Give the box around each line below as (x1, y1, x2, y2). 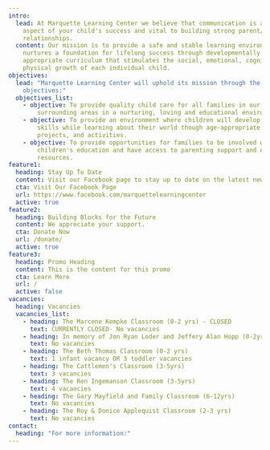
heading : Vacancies (15, 302, 81, 310)
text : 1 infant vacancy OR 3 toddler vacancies (29, 355, 193, 363)
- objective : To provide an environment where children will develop (22, 116, 261, 124)
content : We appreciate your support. (15, 221, 146, 229)
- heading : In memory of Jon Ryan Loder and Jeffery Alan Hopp (22, 332, 239, 341)
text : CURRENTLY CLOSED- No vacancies (29, 325, 160, 333)
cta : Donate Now (15, 228, 70, 237)
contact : (8, 422, 38, 430)
